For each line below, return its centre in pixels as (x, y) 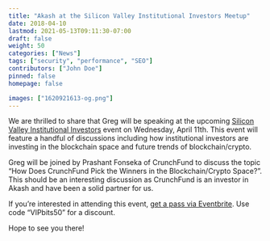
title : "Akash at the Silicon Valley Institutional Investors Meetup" (129, 16)
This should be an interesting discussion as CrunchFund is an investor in (129, 180)
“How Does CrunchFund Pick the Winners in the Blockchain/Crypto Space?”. (135, 171)
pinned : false (32, 76)
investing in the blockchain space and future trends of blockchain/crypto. (130, 147)
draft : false (30, 38)
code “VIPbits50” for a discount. (62, 213)
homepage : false (35, 83)
